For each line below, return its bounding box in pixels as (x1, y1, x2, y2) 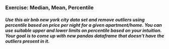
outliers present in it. (5, 38, 50, 44)
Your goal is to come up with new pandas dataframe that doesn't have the (5, 32, 164, 39)
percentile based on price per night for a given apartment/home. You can (5, 22, 162, 28)
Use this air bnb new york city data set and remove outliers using (5, 17, 145, 23)
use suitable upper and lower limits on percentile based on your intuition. (5, 27, 162, 33)
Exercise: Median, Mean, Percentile (5, 4, 94, 11)
